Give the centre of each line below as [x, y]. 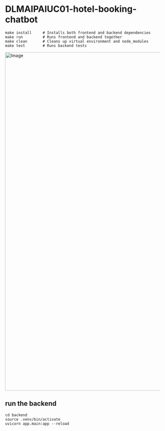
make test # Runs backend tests [46, 45]
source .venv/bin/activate [33, 419]
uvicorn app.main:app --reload [37, 424]
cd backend [16, 415]
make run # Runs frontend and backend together [64, 37]
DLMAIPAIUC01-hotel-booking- [71, 9]
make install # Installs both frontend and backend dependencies [78, 33]
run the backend [31, 404]
